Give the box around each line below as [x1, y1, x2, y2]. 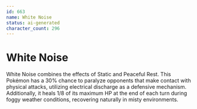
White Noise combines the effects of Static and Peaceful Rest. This [6, 71, 171, 78]
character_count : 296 [6, 25, 60, 32]
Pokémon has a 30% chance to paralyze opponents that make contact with [6, 77, 191, 84]
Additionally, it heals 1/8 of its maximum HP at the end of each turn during [6, 90, 187, 97]
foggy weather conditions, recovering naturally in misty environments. [6, 96, 178, 103]
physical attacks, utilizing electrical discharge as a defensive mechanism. [6, 83, 187, 91]
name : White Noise [6, 14, 52, 20]
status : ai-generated [6, 20, 60, 26]
